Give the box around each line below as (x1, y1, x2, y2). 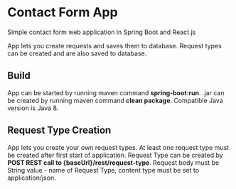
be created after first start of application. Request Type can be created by (7, 151, 223, 159)
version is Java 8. (7, 104, 59, 112)
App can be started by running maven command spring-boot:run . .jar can (7, 88, 225, 97)
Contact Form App (7, 4, 119, 21)
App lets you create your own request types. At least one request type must (7, 143, 230, 151)
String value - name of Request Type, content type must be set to (7, 166, 200, 174)
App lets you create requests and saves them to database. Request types (7, 41, 222, 50)
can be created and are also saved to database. (7, 49, 147, 58)
